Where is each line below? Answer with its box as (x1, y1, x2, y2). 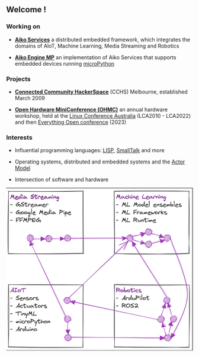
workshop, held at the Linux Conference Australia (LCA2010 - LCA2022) (14, 112, 191, 119)
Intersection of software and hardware (14, 176, 108, 183)
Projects (6, 75, 31, 83)
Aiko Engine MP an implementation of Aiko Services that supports (14, 53, 176, 61)
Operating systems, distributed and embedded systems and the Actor (14, 158, 185, 165)
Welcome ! (6, 5, 46, 15)
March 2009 (14, 94, 46, 101)
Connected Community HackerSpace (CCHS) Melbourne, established (14, 88, 188, 95)
